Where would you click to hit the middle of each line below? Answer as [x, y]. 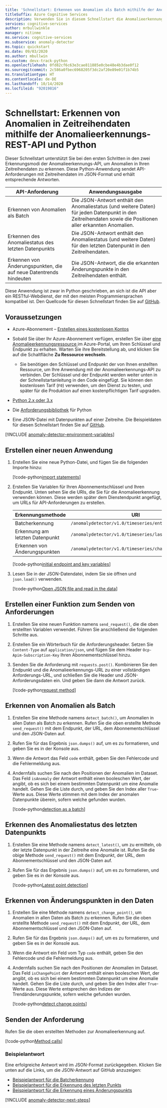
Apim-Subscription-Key [36, 655]
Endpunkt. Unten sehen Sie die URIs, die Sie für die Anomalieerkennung [86, 492]
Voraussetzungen [34, 317]
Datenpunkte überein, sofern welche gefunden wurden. [69, 800]
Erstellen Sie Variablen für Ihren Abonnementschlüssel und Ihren [78, 487]
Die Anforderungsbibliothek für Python [52, 410]
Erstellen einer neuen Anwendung [59, 450]
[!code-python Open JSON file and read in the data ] [65, 589]
